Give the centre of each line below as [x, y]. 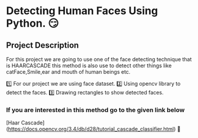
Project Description [43, 45]
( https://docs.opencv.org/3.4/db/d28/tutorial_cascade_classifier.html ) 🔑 [93, 129]
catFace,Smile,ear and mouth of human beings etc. [68, 72]
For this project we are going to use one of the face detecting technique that [99, 59]
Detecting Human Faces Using [82, 11]
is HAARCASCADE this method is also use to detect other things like [89, 65]
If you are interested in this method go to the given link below [95, 110]
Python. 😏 [33, 23]
